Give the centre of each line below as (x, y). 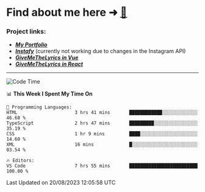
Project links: (26, 32)
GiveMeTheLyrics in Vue (47, 58)
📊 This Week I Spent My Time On (49, 94)
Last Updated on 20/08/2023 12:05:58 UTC (61, 183)
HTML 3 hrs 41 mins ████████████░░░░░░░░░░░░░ (102, 113)
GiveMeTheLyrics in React (49, 64)
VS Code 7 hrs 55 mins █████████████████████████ (102, 166)
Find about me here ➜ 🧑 (67, 12)
